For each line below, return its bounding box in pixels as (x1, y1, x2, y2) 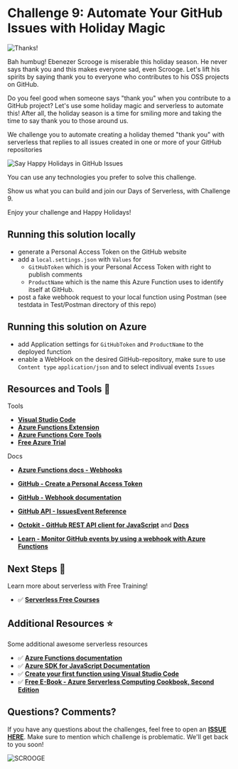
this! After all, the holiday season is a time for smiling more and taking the (7, 109, 222, 117)
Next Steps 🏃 (7, 563, 66, 575)
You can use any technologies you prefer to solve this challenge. (7, 173, 197, 181)
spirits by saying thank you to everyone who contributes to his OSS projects (7, 72, 229, 81)
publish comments (28, 270, 83, 279)
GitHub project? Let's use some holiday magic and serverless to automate (7, 101, 224, 109)
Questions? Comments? (7, 706, 117, 719)
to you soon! (7, 740, 44, 748)
